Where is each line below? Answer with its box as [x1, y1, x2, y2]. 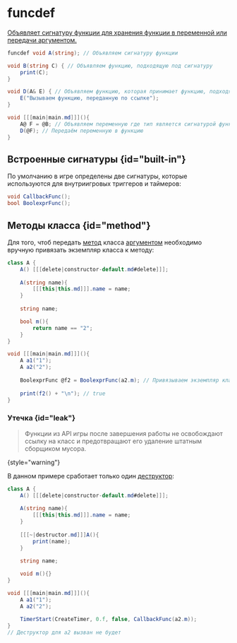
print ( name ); [32, 538, 71, 545]
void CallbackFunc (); [7, 193, 71, 201]
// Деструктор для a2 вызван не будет [7, 629, 121, 637]
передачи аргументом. [7, 35, 78, 44]
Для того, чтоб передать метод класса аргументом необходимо [7, 238, 202, 247]
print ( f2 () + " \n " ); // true [20, 390, 106, 397]
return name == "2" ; [32, 324, 93, 331]
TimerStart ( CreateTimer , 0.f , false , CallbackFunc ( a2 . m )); [20, 616, 197, 623]
